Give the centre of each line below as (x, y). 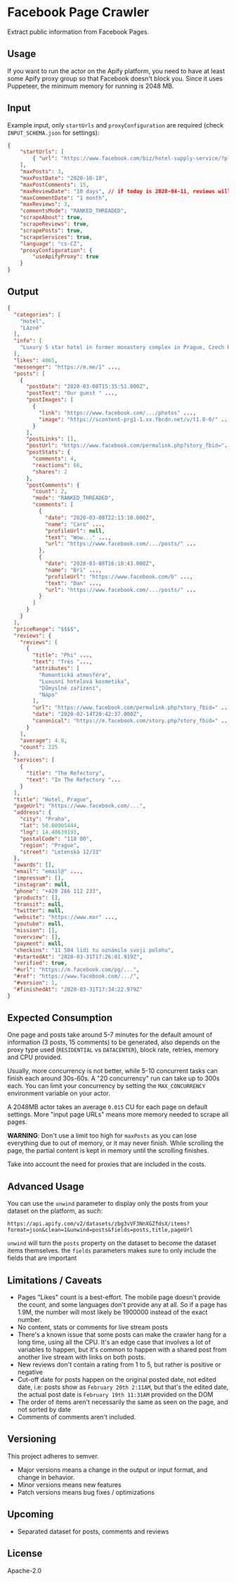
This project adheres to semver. (53, 1456)
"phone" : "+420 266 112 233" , (58, 891)
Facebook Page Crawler (78, 12)
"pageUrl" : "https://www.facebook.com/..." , (80, 806)
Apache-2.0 (25, 1570)
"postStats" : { (48, 452)
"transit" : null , (39, 904)
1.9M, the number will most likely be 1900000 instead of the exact (112, 1312)
